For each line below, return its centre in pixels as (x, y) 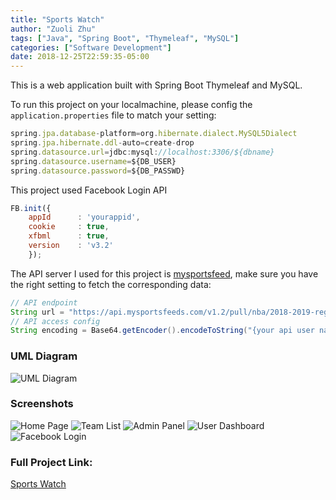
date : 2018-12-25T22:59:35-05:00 (80, 57)
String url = (37, 312)
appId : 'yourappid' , (84, 217)
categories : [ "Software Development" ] (91, 47)
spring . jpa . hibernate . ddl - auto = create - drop (102, 143)
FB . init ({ (31, 208)
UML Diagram (44, 356)
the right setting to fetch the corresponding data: (111, 284)
